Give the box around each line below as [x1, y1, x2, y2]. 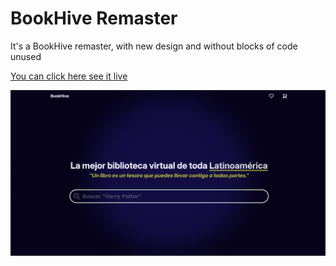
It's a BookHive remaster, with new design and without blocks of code [10, 40, 298, 52]
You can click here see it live [10, 70, 128, 82]
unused [10, 50, 42, 62]
